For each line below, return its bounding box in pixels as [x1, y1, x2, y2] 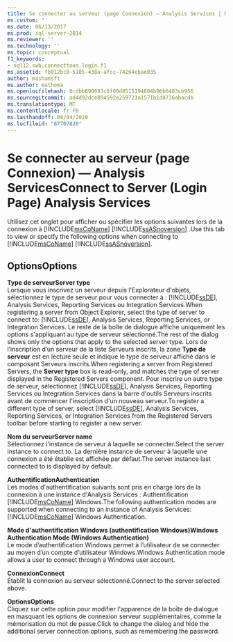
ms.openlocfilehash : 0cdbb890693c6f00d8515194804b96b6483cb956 [7, 88, 194, 95]
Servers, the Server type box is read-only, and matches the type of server [7, 367, 220, 376]
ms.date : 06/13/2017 [7, 23, 67, 30]
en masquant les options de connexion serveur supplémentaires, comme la [7, 612, 222, 620]
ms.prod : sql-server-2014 [7, 29, 82, 37]
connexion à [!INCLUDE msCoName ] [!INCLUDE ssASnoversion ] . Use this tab [7, 225, 225, 233]
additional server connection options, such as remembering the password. [7, 627, 220, 636]
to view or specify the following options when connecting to [7, 233, 178, 241]
